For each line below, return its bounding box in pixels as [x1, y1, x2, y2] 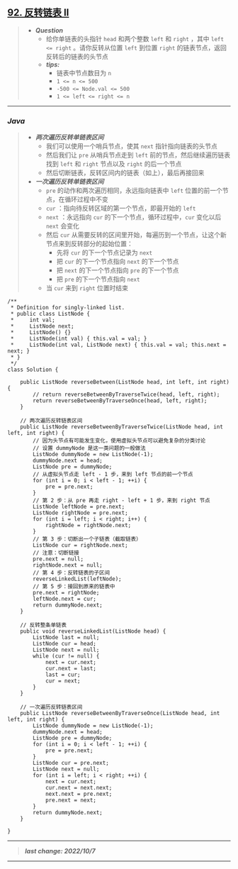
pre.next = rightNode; [33, 590, 100, 597]
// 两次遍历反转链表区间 [20, 417, 83, 424]
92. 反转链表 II [7, 6, 69, 19]
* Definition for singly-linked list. [10, 304, 125, 311]
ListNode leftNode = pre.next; [33, 503, 125, 511]
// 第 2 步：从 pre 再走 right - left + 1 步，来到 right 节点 [33, 497, 210, 504]
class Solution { [7, 366, 59, 374]
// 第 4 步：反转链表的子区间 [33, 570, 110, 577]
